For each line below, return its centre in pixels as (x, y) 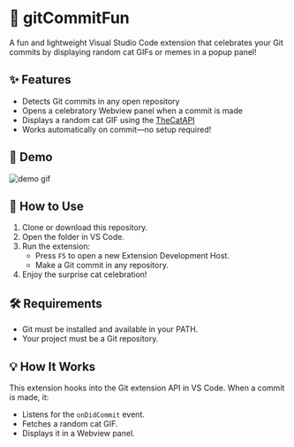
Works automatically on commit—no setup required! (117, 129)
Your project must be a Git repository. (90, 339)
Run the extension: (56, 246)
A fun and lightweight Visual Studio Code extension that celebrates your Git (147, 42)
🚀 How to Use (46, 206)
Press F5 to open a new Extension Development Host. (132, 256)
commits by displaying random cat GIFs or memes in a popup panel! (133, 51)
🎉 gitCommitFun (69, 18)
